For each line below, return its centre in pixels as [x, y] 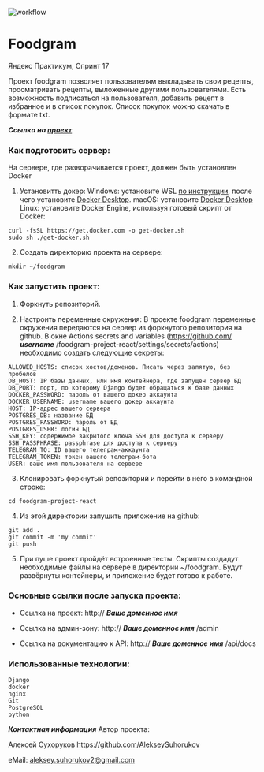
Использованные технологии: [69, 664]
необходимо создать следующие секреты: [92, 352]
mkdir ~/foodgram [37, 267]
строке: [32, 487]
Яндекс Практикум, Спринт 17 [59, 65]
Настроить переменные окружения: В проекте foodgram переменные [138, 319]
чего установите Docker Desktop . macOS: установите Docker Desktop [136, 200]
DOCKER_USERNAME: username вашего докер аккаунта [91, 401]
